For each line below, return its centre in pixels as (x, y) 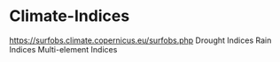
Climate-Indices (70, 16)
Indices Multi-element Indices (63, 49)
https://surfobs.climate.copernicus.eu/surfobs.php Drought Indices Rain (140, 40)
